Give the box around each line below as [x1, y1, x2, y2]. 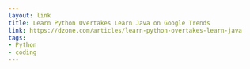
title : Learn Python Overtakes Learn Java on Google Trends [8, 19, 211, 27]
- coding [8, 48, 37, 56]
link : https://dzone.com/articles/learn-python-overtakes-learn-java [8, 26, 243, 34]
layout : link [8, 11, 51, 20]
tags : [8, 33, 26, 42]
